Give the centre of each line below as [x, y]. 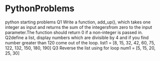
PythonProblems [40, 9]
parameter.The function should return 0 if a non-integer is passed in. [74, 32]
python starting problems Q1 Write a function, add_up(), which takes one [78, 22]
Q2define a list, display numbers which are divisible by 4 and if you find [77, 38]
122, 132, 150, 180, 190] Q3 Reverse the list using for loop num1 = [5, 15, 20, [80, 48]
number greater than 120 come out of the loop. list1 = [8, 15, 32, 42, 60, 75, [80, 42]
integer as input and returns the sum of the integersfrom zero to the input [79, 27]
